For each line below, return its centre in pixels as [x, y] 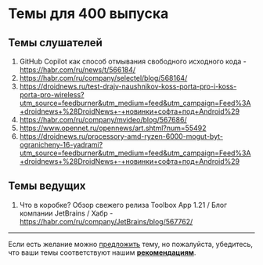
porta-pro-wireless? [52, 94]
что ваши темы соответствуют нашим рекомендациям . [102, 252]
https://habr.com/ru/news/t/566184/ [77, 70]
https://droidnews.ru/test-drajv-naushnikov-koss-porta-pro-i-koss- [128, 86]
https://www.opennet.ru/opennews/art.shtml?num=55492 [113, 128]
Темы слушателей [56, 43]
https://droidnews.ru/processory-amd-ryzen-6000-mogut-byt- [121, 136]
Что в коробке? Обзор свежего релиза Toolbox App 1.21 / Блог [123, 205]
